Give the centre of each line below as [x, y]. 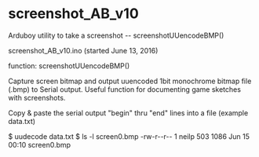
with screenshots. [37, 97]
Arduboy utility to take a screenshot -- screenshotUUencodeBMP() [116, 35]
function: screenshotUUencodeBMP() [69, 66]
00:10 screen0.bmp [40, 144]
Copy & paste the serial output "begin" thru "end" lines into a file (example [128, 113]
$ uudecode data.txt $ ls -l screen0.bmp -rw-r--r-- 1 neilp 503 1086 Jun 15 [129, 136]
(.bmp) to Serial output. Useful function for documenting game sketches [125, 89]
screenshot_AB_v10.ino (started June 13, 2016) [83, 50]
